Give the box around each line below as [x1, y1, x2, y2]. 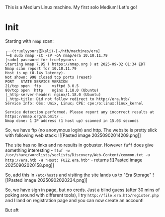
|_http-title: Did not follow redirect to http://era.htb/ [5, 97, 130, 102]
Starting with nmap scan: [5, 38, 54, 44]
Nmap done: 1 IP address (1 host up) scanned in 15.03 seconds [5, 118, 139, 123]
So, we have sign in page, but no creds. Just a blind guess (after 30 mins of [5, 187, 160, 193]
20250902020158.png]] [5, 162, 55, 168]
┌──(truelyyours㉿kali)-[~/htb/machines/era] [5, 48, 100, 54]
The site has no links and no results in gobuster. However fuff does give [5, 142, 154, 148]
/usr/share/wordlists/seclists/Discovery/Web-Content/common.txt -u [5, 152, 150, 157]
